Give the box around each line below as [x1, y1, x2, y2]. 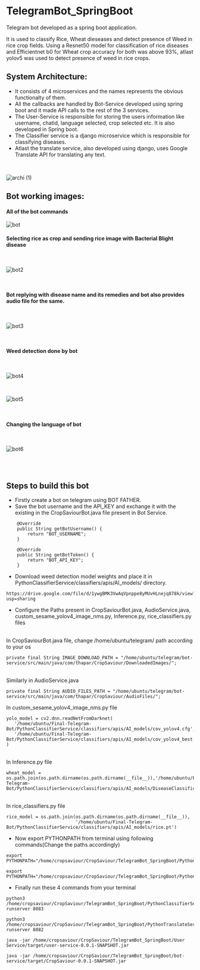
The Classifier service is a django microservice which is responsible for [14, 132, 190, 139]
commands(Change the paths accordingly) [14, 841, 120, 848]
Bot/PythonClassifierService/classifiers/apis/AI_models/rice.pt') [6, 824, 177, 830]
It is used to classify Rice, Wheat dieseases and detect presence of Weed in [6, 35, 192, 42]
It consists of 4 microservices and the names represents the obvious [14, 88, 183, 95]
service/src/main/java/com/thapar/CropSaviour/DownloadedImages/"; [6, 660, 177, 666]
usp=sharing [6, 596, 36, 602]
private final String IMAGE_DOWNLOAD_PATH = [6, 655, 118, 661]
